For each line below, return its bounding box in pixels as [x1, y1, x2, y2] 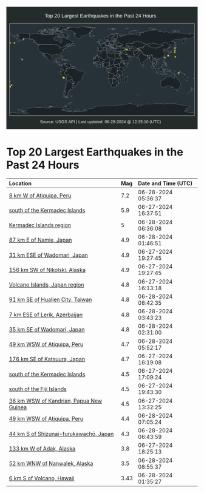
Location [8, 180, 32, 187]
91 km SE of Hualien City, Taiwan [8, 296, 92, 304]
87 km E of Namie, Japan [8, 236, 72, 243]
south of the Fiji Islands [8, 385, 67, 392]
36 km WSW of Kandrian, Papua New [8, 397, 103, 404]
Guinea [8, 403, 27, 410]
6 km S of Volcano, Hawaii [8, 475, 75, 482]
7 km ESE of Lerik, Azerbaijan [8, 311, 83, 318]
